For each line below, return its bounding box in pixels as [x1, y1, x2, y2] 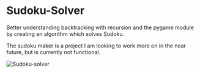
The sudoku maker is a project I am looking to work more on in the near [6, 42, 187, 49]
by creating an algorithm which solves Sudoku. [6, 30, 125, 37]
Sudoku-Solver [6, 4, 85, 18]
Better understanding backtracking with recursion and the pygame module [6, 24, 194, 31]
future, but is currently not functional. [6, 48, 101, 55]
